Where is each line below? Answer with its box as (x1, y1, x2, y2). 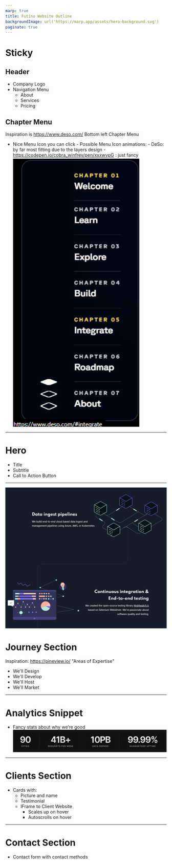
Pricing (20, 103, 36, 109)
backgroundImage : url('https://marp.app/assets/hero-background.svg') (5, 19, 159, 24)
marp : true (5, 8, 29, 13)
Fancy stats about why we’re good (12, 724, 85, 730)
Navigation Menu (12, 87, 49, 93)
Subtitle (12, 467, 29, 473)
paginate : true (5, 25, 38, 30)
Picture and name (20, 792, 58, 798)
